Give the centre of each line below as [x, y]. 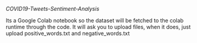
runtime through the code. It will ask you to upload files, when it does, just [98, 27]
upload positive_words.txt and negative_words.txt [68, 33]
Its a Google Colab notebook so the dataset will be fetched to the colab [95, 20]
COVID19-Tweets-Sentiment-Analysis [53, 9]
